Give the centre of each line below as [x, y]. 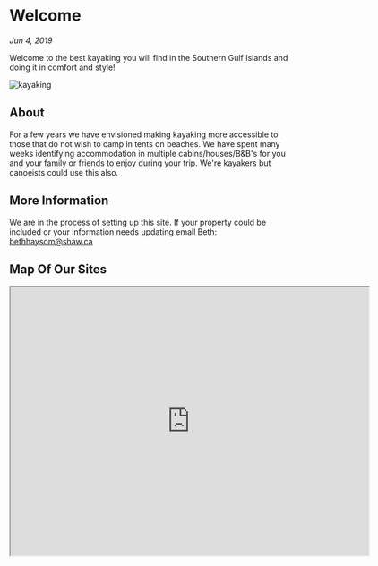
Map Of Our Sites [58, 269]
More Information [59, 201]
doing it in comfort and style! [62, 67]
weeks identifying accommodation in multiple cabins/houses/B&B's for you [148, 153]
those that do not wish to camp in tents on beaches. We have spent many [145, 143]
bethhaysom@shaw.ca [51, 241]
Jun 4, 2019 [31, 40]
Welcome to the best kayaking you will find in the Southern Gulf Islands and [149, 57]
